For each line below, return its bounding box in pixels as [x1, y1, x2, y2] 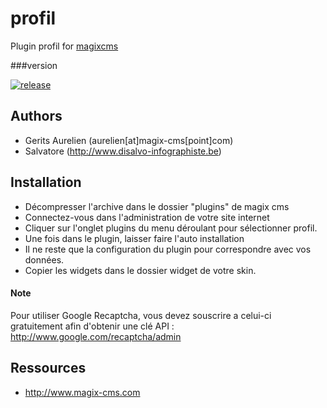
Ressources [10, 360, 87, 377]
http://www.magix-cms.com [24, 386, 141, 398]
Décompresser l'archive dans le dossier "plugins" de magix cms [24, 200, 290, 212]
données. [24, 253, 65, 266]
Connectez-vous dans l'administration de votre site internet [24, 211, 270, 223]
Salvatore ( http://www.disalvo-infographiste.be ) [24, 145, 222, 157]
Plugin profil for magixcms [10, 40, 119, 52]
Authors [10, 108, 63, 125]
